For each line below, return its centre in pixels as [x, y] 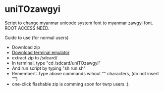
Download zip [26, 47]
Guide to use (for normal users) [37, 38]
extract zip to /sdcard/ [34, 57]
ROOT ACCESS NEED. [27, 28]
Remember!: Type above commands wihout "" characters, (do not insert [85, 73]
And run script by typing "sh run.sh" [49, 68]
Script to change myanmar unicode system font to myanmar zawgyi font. [79, 23]
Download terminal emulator [41, 52]
